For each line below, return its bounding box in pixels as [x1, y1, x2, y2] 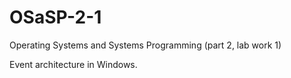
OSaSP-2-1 [9, 6, 102, 29]
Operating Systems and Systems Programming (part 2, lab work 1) [9, 39, 282, 51]
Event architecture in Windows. [9, 58, 138, 70]
